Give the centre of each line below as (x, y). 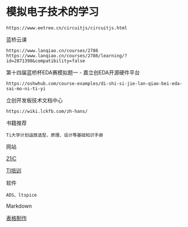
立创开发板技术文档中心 (34, 100)
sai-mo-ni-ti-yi (26, 88)
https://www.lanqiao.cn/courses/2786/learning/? (67, 56)
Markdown (19, 206)
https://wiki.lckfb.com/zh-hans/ (47, 111)
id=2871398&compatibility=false (46, 61)
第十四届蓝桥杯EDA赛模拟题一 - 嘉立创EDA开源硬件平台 (73, 72)
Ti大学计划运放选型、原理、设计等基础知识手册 (55, 135)
